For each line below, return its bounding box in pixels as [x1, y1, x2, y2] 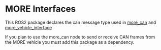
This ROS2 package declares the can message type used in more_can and [5, 19, 156, 25]
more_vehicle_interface [5, 24, 52, 30]
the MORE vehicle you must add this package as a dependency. [5, 39, 134, 45]
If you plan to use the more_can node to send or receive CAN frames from [5, 34, 155, 40]
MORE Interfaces [5, 3, 76, 15]
